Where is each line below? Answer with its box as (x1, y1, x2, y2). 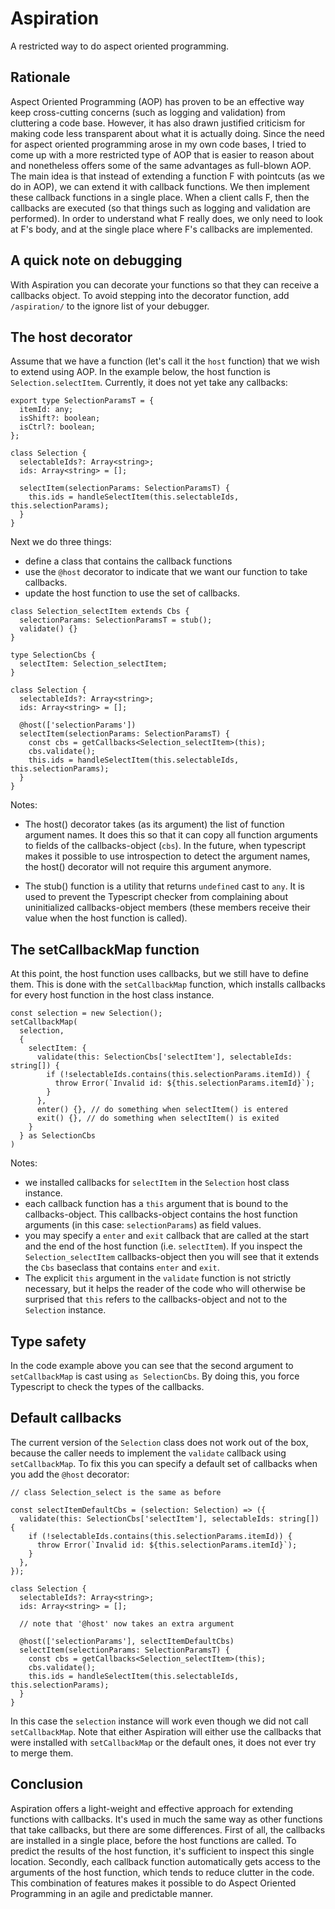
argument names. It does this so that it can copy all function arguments (24, 829, 318, 841)
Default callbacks (10, 1410, 122, 1427)
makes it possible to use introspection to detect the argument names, (24, 850, 311, 862)
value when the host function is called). (24, 912, 188, 924)
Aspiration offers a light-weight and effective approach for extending (10, 1802, 294, 1814)
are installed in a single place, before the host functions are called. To (10, 1834, 297, 1846)
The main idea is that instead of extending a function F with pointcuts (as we (10, 170, 325, 182)
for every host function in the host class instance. (10, 989, 215, 1001)
